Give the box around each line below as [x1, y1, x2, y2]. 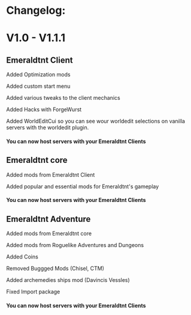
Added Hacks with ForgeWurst [6, 106, 82, 113]
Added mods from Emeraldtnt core [6, 230, 92, 237]
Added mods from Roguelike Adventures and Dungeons [6, 242, 144, 248]
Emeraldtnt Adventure [6, 214, 91, 224]
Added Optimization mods [6, 71, 71, 78]
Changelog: [6, 4, 66, 17]
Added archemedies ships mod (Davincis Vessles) [6, 277, 130, 283]
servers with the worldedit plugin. [6, 124, 89, 131]
